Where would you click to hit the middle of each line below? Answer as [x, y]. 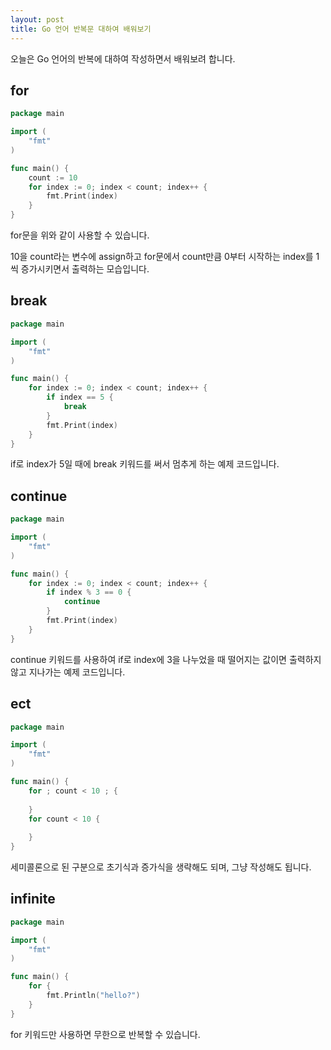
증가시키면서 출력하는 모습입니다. [85, 269]
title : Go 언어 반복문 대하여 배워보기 [81, 29]
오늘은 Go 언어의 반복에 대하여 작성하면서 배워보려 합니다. [123, 58]
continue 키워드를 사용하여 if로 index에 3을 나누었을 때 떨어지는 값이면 [148, 659]
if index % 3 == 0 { [89, 592]
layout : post [37, 19]
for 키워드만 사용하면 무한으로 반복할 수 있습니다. [105, 1034]
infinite [33, 899]
